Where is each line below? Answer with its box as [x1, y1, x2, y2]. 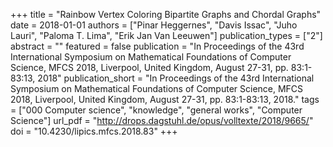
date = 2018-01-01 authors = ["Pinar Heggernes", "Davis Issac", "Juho [10, 19, 298, 31]
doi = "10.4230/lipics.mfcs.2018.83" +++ [10, 125, 178, 137]
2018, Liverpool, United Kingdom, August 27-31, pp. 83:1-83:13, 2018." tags [10, 94, 320, 105]
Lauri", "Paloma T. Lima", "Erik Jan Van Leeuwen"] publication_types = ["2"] [10, 30, 323, 41]
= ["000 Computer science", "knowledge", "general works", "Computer [10, 104, 303, 116]
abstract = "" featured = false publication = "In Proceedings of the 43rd [10, 40, 305, 52]
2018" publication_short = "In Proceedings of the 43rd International [37, 72, 315, 84]
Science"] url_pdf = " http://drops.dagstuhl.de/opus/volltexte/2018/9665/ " [10, 115, 314, 126]
